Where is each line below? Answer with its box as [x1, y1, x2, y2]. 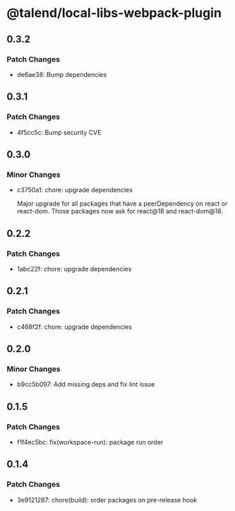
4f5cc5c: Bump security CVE [16, 128, 102, 136]
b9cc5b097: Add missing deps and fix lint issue [16, 380, 155, 389]
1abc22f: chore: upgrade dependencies [16, 264, 132, 273]
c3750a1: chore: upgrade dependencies [16, 186, 133, 194]
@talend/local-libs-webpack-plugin [6, 5, 222, 21]
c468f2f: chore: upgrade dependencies [16, 322, 132, 331]
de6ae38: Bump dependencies [16, 70, 107, 78]
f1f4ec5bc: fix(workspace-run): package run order [16, 438, 164, 446]
